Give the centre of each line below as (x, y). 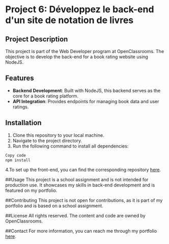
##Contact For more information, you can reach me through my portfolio (81, 231)
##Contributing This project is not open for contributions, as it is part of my (84, 201)
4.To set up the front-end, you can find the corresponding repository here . (83, 170)
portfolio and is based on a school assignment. (54, 206)
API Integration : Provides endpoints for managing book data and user (86, 101)
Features (20, 78)
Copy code (16, 155)
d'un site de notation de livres (69, 20)
